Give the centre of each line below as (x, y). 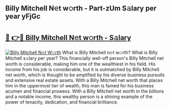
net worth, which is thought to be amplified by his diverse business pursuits (85, 75)
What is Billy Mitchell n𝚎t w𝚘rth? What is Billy (110, 52)
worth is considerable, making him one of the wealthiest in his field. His (80, 64)
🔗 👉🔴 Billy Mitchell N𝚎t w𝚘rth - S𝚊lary (68, 38)
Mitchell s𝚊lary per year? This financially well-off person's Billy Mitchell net (84, 58)
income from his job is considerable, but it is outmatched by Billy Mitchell (82, 69)
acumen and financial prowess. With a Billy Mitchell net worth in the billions (85, 91)
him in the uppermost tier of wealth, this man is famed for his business (80, 86)
